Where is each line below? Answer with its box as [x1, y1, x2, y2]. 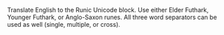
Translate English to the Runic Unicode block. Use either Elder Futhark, [7, 6, 209, 14]
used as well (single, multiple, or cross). [7, 21, 121, 28]
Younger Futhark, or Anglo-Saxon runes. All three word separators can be [7, 13, 218, 21]
